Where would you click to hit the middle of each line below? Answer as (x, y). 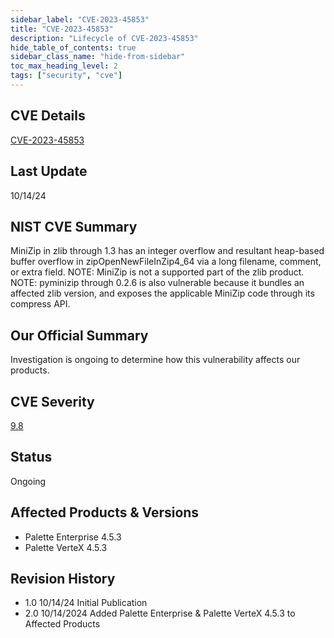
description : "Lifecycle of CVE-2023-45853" (104, 38)
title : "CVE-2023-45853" (62, 29)
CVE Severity (52, 401)
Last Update (49, 171)
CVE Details (48, 116)
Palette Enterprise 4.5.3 (73, 537)
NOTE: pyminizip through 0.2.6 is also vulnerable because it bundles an (157, 283)
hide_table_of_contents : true (73, 47)
